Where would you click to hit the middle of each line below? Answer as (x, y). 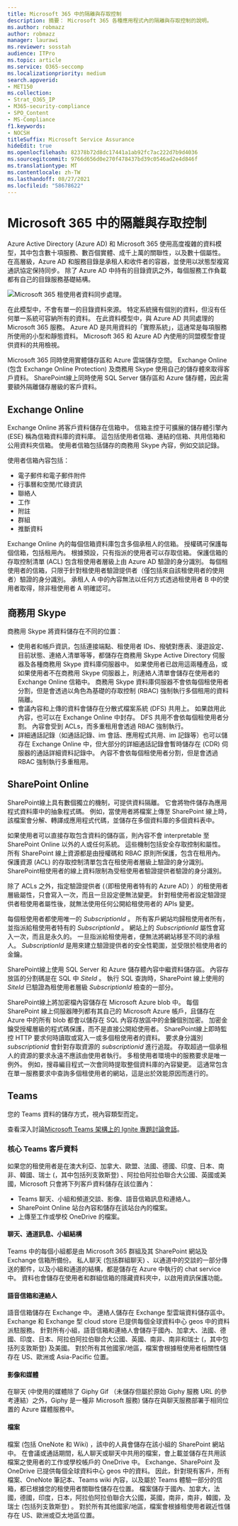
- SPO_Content (28, 113)
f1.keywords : (27, 126)
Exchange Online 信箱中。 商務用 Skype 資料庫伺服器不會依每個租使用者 (123, 682)
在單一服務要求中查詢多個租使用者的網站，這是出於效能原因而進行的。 (110, 1073)
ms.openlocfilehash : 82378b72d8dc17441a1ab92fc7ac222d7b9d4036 (103, 153)
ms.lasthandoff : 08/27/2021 (49, 179)
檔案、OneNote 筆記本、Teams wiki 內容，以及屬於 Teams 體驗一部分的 (112, 1479)
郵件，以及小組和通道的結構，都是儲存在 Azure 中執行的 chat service (120, 1269)
